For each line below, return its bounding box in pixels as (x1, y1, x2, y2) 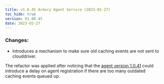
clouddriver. (12, 53, 37, 59)
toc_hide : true (5, 12, 36, 17)
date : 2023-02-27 (5, 21, 41, 26)
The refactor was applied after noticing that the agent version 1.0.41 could (5, 63, 154, 68)
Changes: (5, 37, 29, 44)
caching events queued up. (5, 73, 60, 79)
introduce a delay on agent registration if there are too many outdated (5, 68, 146, 74)
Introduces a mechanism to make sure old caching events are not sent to (12, 48, 159, 54)
